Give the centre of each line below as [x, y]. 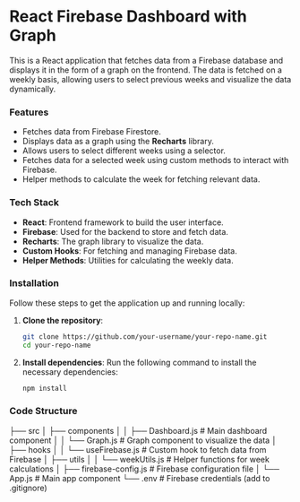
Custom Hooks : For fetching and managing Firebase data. [129, 251]
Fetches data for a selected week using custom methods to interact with [155, 160]
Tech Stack [34, 203]
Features [29, 112]
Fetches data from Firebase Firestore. [91, 132]
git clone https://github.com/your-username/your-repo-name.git [145, 337]
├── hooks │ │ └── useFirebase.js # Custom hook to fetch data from [138, 449]
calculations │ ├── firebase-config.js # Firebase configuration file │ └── [145, 469]
